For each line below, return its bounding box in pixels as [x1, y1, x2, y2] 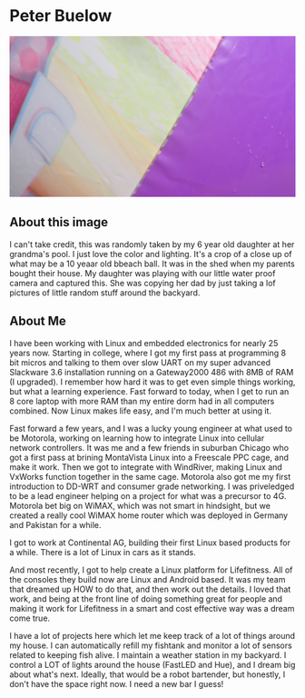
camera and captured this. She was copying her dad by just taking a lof [9, 277, 277, 288]
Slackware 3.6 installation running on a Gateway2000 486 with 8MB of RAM [9, 366, 294, 377]
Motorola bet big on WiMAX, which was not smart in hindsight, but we [9, 500, 271, 511]
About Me [9, 314, 66, 329]
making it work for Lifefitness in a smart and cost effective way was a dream [9, 603, 295, 613]
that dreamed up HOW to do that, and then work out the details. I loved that [9, 583, 291, 594]
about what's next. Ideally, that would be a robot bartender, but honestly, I [9, 669, 286, 680]
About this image [9, 214, 109, 230]
